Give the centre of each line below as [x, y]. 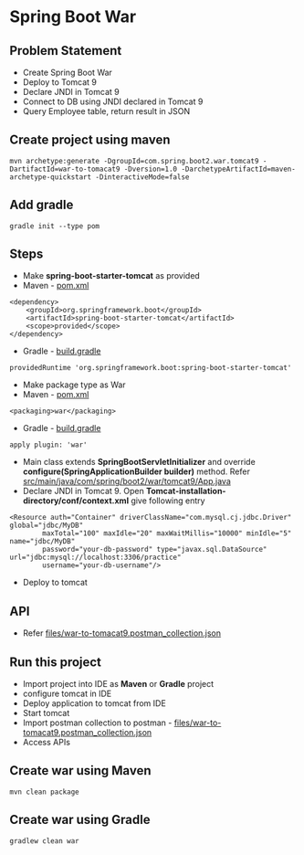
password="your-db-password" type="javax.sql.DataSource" [155, 550]
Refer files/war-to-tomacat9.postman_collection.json [122, 633]
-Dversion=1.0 [151, 169]
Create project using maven [90, 140]
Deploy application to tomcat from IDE [94, 703]
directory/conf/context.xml [76, 501]
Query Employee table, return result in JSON [106, 111]
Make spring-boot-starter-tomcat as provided [111, 276]
